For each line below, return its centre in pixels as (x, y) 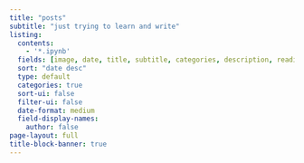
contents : (36, 43)
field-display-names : (58, 119)
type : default (44, 77)
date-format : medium (56, 110)
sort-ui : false (46, 93)
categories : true (50, 85)
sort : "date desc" (52, 69)
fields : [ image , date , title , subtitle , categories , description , (145, 60)
